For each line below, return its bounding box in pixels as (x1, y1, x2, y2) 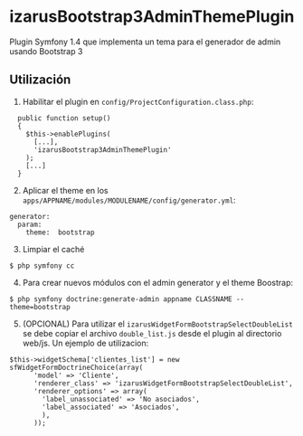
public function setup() (17, 113, 111, 123)
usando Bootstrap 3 (9, 45, 83, 56)
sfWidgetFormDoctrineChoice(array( (9, 363, 144, 372)
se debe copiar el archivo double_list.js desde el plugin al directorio (22, 327, 282, 338)
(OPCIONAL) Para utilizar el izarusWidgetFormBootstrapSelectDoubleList (22, 318, 294, 329)
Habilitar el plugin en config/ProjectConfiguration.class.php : (22, 96, 254, 107)
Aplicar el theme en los (22, 185, 109, 195)
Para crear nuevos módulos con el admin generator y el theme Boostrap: (22, 277, 294, 288)
